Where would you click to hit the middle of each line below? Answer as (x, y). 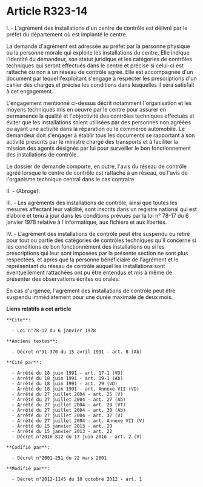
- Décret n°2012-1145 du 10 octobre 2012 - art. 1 (77, 479)
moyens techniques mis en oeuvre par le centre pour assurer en (86, 109)
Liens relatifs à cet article (39, 309)
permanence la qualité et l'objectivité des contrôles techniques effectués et (101, 116)
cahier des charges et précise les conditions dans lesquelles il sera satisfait (101, 85)
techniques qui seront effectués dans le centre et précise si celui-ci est (95, 65)
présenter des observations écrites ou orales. (63, 279)
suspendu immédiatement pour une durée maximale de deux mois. (90, 297)
